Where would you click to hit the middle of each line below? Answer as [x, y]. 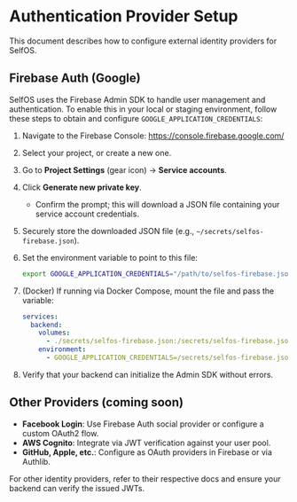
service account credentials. [87, 214]
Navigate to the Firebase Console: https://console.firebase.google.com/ [153, 136]
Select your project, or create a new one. [97, 153]
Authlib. [36, 461]
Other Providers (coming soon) [97, 402]
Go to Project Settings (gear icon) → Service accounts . [125, 169]
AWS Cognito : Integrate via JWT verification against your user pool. [146, 443]
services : [40, 317]
